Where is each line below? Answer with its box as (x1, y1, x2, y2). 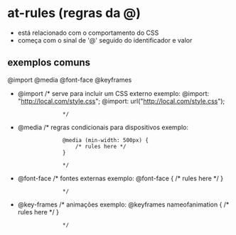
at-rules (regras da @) (7, 5, 141, 21)
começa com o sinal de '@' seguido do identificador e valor (17, 35, 193, 44)
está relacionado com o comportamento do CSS (17, 28, 159, 37)
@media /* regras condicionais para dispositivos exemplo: (17, 123, 189, 131)
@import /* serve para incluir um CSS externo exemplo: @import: (17, 89, 210, 97)
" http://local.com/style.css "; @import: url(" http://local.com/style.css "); (17, 97, 225, 105)
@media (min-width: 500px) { (63, 136, 149, 143)
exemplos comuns (7, 57, 91, 69)
